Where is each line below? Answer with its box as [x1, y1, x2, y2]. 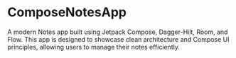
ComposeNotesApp [7, 4, 127, 21]
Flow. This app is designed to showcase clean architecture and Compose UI [7, 35, 230, 43]
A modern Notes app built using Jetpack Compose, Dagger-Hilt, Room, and [7, 28, 228, 36]
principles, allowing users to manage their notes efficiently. [7, 42, 180, 51]
